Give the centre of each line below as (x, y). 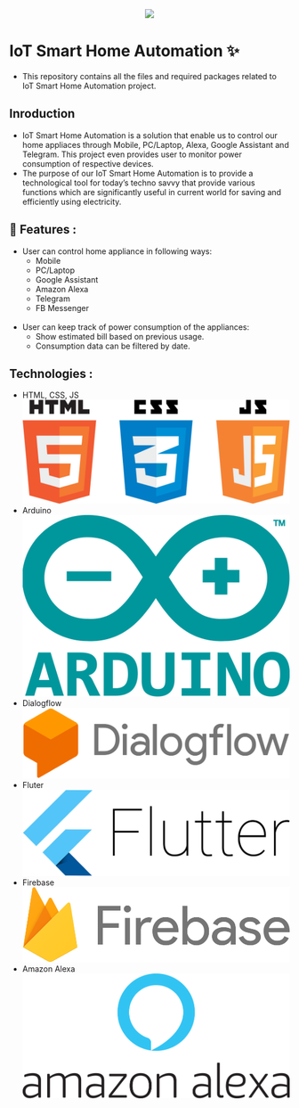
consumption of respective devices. (88, 163)
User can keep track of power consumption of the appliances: (136, 327)
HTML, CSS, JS (50, 395)
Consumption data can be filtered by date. (113, 346)
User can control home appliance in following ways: (117, 251)
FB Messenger (62, 308)
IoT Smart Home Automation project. (89, 86)
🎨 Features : (43, 230)
